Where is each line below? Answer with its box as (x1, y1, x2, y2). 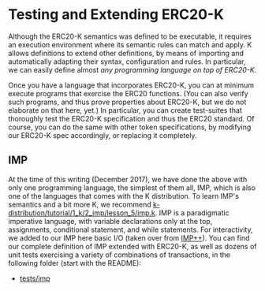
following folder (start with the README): (8, 258, 142, 267)
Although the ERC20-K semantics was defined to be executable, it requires (8, 32, 252, 41)
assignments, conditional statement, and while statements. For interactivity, (8, 225, 253, 234)
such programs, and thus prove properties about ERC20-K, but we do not (8, 97, 247, 106)
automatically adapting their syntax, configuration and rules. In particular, (8, 57, 246, 66)
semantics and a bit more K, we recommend (8, 200, 151, 209)
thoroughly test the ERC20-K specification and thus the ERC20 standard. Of (8, 114, 255, 123)
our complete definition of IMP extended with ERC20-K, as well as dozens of (8, 241, 257, 251)
